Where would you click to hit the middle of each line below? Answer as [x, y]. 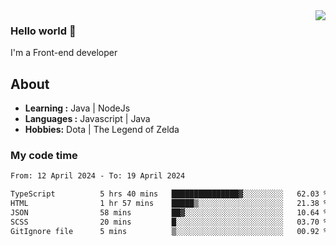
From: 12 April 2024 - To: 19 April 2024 [98, 176]
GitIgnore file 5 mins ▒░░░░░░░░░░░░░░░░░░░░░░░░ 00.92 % [169, 231]
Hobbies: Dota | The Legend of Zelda [102, 130]
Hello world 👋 [43, 31]
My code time [44, 156]
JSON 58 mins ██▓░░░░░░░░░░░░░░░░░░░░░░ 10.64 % [169, 213]
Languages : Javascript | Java [87, 119]
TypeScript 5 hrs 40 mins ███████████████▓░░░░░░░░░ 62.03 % [169, 194]
